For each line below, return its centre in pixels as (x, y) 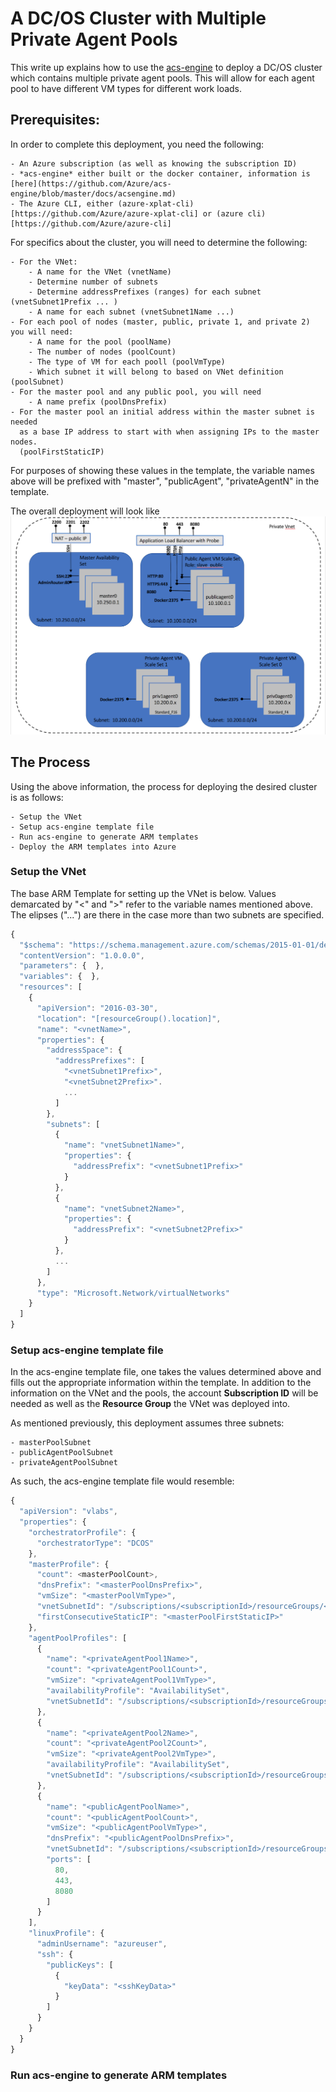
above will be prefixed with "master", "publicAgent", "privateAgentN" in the (165, 481)
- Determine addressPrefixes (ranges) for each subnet (145, 292)
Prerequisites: (55, 120)
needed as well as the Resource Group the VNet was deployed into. (150, 1404)
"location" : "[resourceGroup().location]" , (129, 1018)
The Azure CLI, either (66, 203)
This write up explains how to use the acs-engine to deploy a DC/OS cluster (166, 67)
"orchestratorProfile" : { (82, 1532)
